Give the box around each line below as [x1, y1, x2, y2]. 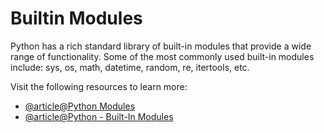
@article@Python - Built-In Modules [24, 110, 174, 122]
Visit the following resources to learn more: [10, 80, 188, 92]
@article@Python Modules [24, 100, 136, 112]
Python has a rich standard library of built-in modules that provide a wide [10, 40, 312, 52]
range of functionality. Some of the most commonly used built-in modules [10, 50, 315, 62]
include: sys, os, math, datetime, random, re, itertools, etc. [10, 61, 250, 73]
